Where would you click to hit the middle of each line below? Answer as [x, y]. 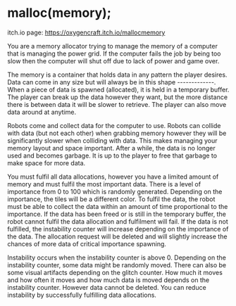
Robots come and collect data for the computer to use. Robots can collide [114, 125]
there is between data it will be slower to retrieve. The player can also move [117, 104]
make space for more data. [46, 162]
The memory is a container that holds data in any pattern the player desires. [117, 75]
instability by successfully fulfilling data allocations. [82, 295]
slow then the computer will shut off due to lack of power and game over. [113, 60]
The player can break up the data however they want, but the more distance [117, 97]
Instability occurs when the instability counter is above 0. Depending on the [117, 257]
